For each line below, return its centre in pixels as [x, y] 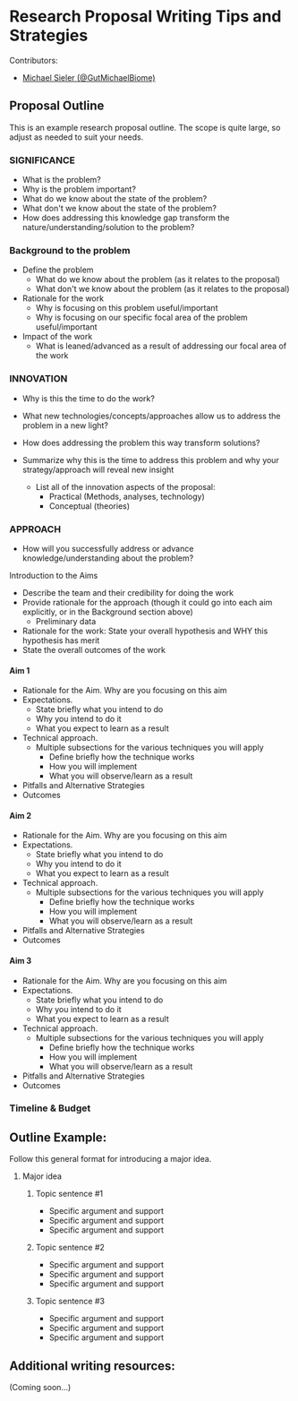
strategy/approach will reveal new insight [98, 469]
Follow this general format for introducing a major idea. [111, 1159]
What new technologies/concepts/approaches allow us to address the [151, 416]
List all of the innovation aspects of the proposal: [126, 486]
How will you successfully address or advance [108, 548]
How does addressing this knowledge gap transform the [126, 218]
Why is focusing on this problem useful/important [127, 308]
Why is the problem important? [79, 189]
